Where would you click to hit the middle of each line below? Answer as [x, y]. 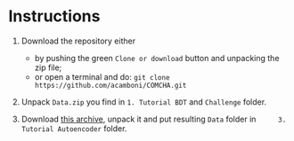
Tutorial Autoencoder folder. [74, 128]
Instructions [54, 16]
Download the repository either [78, 41]
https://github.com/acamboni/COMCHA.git [110, 85]
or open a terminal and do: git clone [102, 76]
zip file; [48, 67]
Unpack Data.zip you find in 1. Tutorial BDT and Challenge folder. [144, 102]
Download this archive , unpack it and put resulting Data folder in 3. [154, 119]
